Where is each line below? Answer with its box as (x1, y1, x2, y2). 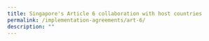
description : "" (7, 23, 55, 30)
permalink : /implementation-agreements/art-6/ (7, 17, 146, 24)
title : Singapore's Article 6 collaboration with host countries (7, 10, 202, 17)
